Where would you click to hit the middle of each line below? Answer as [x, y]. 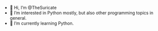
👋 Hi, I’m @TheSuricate [33, 8]
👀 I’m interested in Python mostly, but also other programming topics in [81, 13]
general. [18, 18]
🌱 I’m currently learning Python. [42, 23]
